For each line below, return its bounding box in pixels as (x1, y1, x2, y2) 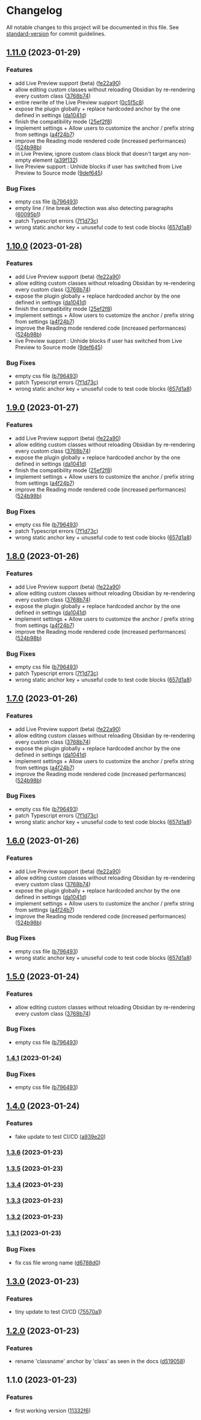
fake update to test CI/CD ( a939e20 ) (14, 1133, 107, 1140)
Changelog (6, 4, 63, 18)
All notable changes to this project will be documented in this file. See (6, 24, 179, 31)
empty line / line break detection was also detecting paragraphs (14, 204, 173, 211)
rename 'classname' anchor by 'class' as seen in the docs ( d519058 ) (14, 1357, 185, 1364)
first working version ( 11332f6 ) (14, 1407, 91, 1414)
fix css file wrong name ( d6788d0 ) (14, 1259, 101, 1266)
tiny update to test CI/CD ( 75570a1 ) (14, 1308, 102, 1316)
